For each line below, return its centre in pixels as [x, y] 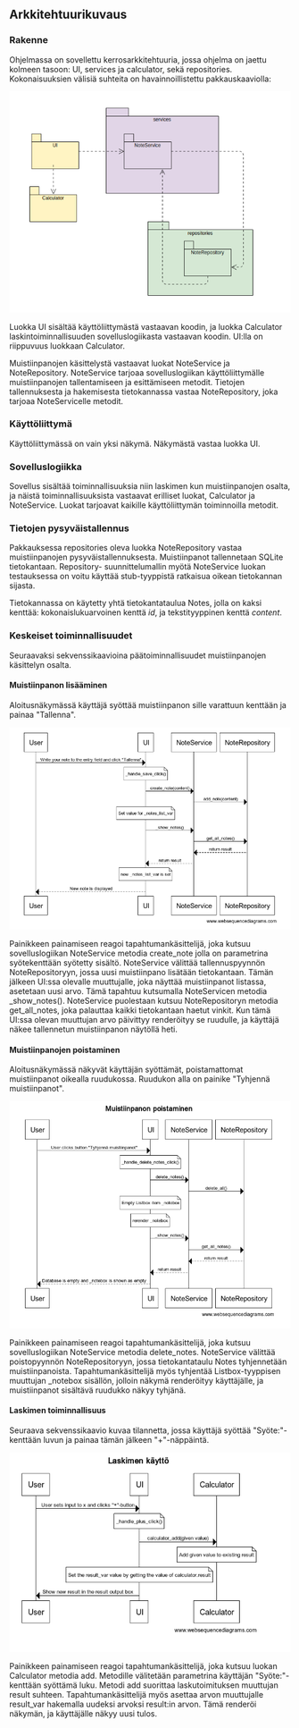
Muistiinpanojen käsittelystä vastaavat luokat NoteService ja [120, 363]
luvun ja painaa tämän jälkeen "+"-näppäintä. [126, 1439]
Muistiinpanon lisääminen [58, 685]
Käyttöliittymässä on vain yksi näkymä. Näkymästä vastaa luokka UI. [135, 443]
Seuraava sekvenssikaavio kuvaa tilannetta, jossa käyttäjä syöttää [130, 1430]
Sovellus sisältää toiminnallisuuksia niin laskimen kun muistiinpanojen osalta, [150, 486]
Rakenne [29, 40]
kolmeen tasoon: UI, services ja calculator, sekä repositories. [121, 69]
